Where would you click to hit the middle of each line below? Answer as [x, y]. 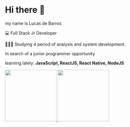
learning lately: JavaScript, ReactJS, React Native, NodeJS [65, 63]
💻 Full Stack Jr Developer [31, 33]
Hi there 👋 [25, 10]
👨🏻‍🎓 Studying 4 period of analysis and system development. [65, 44]
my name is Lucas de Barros [33, 23]
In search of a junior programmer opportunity [50, 53]
